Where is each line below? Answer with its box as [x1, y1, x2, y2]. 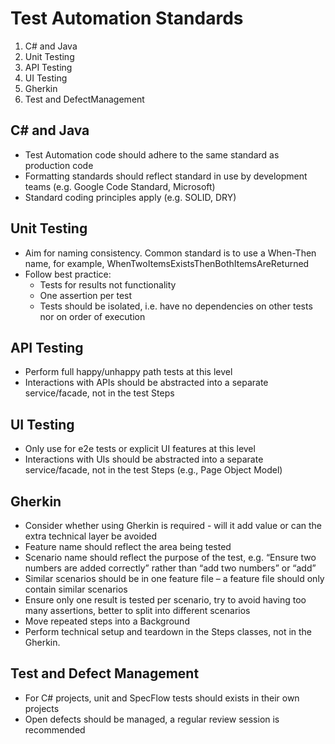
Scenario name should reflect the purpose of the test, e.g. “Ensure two [24, 552, 317, 563]
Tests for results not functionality [39, 278, 177, 291]
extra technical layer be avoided [24, 530, 158, 542]
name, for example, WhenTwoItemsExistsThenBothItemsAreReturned [24, 257, 310, 269]
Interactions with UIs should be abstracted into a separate [24, 453, 264, 466]
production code [24, 159, 94, 171]
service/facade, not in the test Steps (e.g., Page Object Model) [24, 464, 283, 476]
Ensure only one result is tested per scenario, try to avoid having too [24, 594, 307, 606]
